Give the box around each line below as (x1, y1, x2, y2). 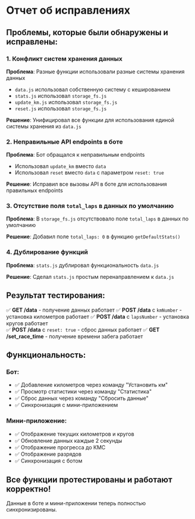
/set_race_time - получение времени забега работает (6, 332, 143, 340)
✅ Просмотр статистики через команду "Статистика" (14, 388, 152, 395)
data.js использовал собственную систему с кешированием (14, 86, 171, 93)
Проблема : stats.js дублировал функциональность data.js (6, 262, 159, 269)
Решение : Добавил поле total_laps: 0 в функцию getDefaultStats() (6, 233, 181, 240)
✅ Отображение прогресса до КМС (14, 443, 106, 450)
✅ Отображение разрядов (14, 450, 82, 458)
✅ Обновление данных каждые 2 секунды (14, 437, 122, 444)
